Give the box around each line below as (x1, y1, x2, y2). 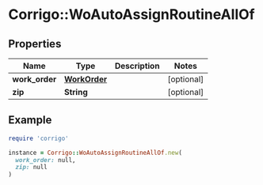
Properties (8, 37, 62, 51)
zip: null (15, 164, 48, 172)
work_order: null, (15, 156, 77, 164)
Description (114, 61, 160, 71)
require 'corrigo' (8, 134, 69, 142)
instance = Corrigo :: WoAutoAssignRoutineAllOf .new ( (8, 149, 182, 157)
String (63, 87, 89, 97)
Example (8, 113, 52, 127)
